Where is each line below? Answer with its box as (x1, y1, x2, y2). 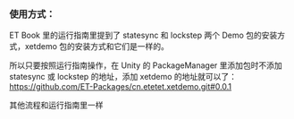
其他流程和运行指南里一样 (9, 100, 104, 111)
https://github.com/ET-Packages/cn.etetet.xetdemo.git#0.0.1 (9, 81, 232, 92)
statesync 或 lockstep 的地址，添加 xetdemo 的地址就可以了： (9, 72, 238, 82)
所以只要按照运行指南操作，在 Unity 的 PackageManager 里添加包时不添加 (9, 60, 283, 71)
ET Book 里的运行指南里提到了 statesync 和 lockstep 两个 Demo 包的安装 (9, 30, 278, 41)
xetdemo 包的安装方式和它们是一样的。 (24, 41, 170, 52)
